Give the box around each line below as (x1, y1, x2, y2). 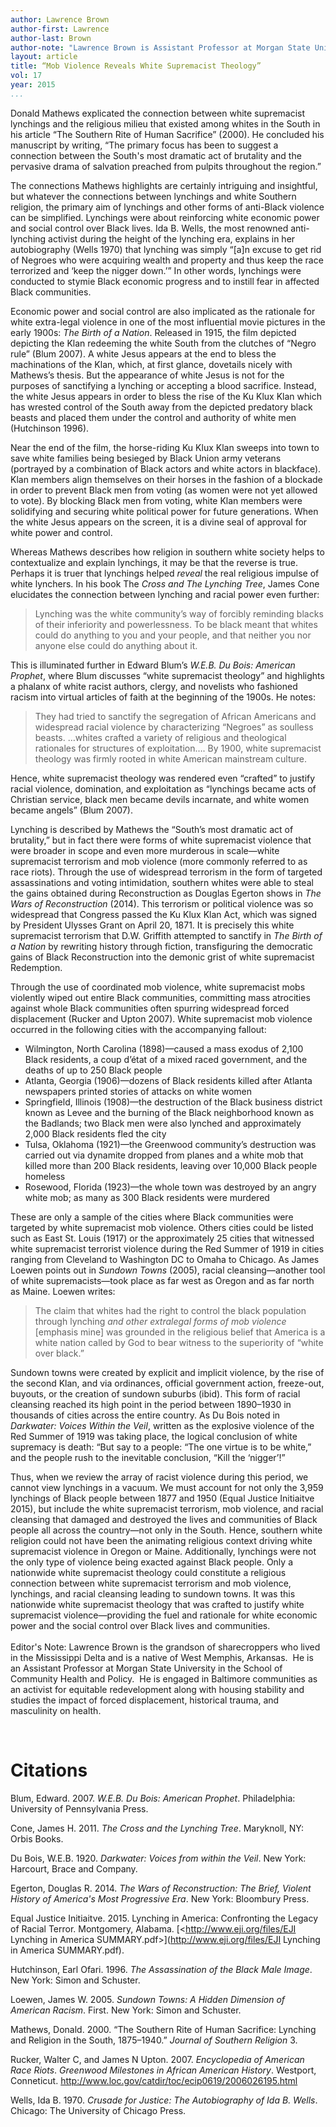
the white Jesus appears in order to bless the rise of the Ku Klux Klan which (10, 390, 322, 402)
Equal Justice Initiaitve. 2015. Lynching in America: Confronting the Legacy (10, 1912, 319, 1924)
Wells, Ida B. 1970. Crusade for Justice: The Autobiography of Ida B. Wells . (10, 2094, 318, 2106)
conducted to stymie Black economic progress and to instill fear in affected (10, 275, 320, 287)
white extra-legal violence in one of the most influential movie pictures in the (10, 316, 326, 328)
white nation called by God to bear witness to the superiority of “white (34, 1336, 324, 1348)
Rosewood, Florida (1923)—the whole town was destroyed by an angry (24, 1181, 317, 1193)
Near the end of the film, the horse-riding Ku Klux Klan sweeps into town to (10, 441, 320, 453)
